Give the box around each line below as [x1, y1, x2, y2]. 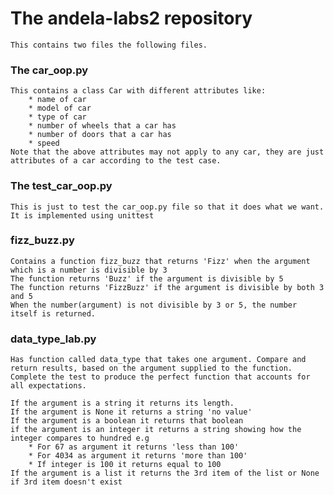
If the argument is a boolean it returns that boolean [10, 416, 244, 426]
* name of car [28, 95, 87, 105]
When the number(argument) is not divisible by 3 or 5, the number [10, 300, 298, 310]
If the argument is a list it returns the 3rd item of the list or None [10, 468, 320, 479]
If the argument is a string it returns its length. [10, 398, 235, 409]
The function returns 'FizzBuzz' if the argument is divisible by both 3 [10, 282, 325, 292]
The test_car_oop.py [10, 179, 113, 193]
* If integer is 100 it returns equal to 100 [28, 460, 222, 470]
